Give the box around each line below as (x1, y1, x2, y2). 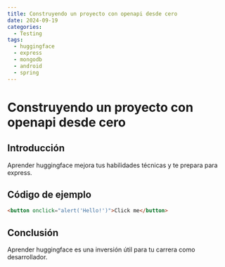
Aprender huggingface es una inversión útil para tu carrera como (7, 245, 195, 254)
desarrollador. (7, 253, 48, 261)
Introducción (7, 142, 65, 155)
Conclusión (7, 226, 59, 239)
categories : (7, 23, 42, 30)
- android (13, 63, 42, 70)
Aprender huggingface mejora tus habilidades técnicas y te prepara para (7, 161, 218, 169)
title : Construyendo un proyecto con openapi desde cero (7, 10, 178, 18)
